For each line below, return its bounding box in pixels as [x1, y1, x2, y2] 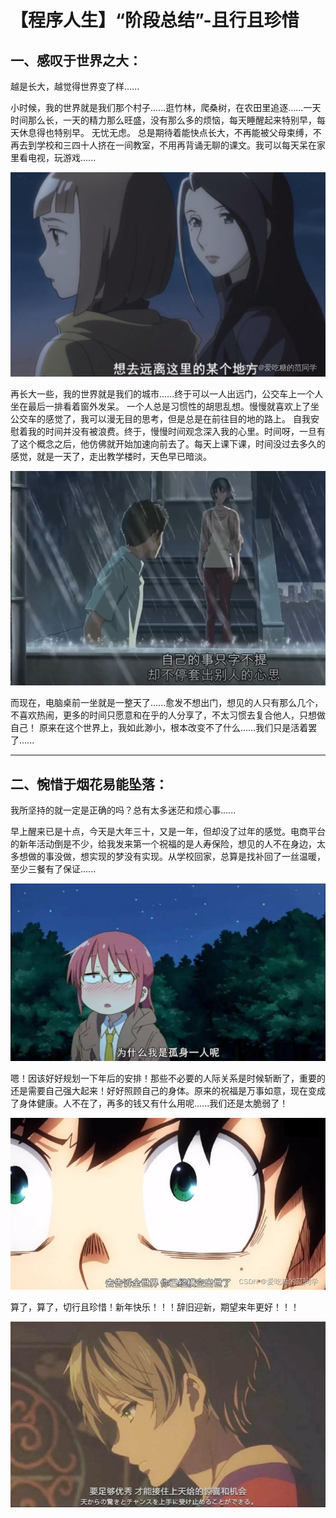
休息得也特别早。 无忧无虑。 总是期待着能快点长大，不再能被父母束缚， [18, 127, 313, 138]
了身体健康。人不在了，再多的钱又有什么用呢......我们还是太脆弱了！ [10, 1097, 289, 1109]
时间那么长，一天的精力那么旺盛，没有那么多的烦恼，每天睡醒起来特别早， [10, 114, 317, 126]
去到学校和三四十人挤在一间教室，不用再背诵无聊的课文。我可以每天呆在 [18, 139, 317, 151]
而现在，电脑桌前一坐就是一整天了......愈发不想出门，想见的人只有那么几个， [10, 697, 324, 709]
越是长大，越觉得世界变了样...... [10, 81, 140, 92]
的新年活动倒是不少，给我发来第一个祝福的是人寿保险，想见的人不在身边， [10, 838, 317, 850]
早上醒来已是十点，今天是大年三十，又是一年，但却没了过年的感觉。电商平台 [10, 826, 326, 838]
